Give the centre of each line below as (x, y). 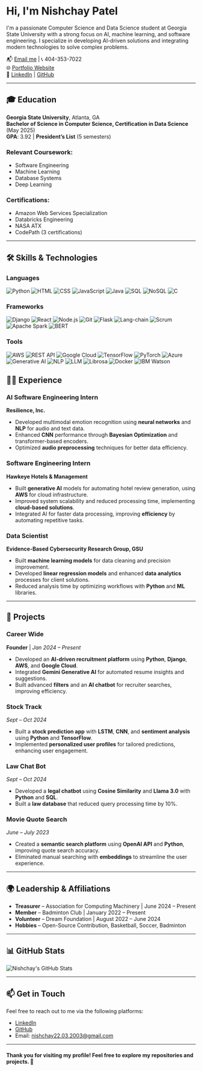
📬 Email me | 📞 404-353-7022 (44, 59)
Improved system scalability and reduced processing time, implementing (105, 501)
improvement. (32, 567)
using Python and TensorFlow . (54, 738)
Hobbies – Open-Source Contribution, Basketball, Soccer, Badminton (100, 925)
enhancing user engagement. (51, 751)
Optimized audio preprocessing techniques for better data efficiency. (101, 448)
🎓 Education (32, 100)
